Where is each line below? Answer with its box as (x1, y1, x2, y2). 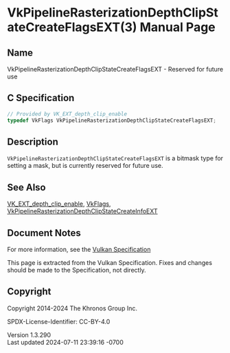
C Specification (7, 92, 75, 104)
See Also (7, 181, 46, 193)
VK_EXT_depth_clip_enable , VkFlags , (7, 200, 111, 208)
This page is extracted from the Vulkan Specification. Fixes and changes (7, 259, 213, 266)
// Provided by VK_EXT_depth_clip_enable (7, 110, 128, 118)
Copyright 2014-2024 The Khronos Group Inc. (7, 304, 137, 312)
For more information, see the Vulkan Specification (7, 246, 151, 253)
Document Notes (7, 227, 81, 239)
